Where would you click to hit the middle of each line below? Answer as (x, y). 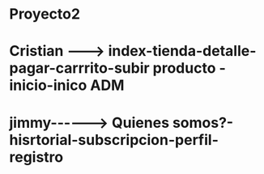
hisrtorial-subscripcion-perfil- (114, 140)
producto (184, 68)
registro (36, 157)
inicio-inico (48, 85)
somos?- (203, 123)
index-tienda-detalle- (182, 51)
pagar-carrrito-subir (79, 68)
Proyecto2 (45, 14)
